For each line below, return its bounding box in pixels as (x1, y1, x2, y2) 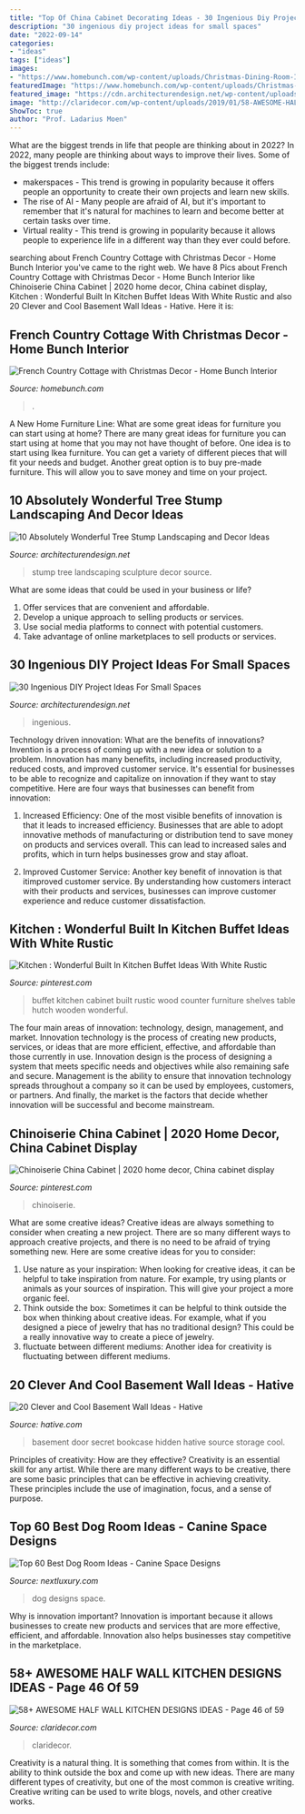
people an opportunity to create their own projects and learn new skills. (22, 186, 290, 197)
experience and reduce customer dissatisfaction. (22, 895, 206, 906)
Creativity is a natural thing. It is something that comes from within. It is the (9, 1757, 290, 1768)
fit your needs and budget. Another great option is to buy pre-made (9, 457, 262, 468)
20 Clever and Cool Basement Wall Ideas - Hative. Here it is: (9, 301, 234, 312)
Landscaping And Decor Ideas (9, 507, 184, 523)
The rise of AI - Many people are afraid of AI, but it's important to (22, 197, 266, 207)
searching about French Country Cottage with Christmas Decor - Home (9, 252, 277, 264)
